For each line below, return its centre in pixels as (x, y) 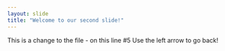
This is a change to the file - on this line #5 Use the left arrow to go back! (113, 40)
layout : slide (28, 14)
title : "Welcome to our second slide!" (66, 20)
